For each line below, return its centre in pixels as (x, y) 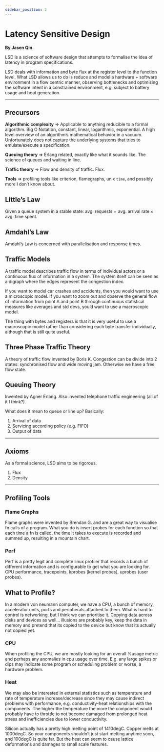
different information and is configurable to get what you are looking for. (78, 567)
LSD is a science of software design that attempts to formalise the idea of (79, 57)
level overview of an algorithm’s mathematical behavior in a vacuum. (74, 135)
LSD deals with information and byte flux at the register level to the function (81, 72)
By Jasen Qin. (20, 48)
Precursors (22, 113)
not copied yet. (20, 630)
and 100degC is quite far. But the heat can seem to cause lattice (69, 739)
